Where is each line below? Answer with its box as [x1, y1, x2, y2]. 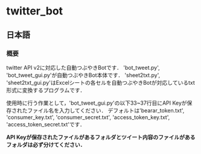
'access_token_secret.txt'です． [6, 120, 86, 128]
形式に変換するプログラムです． [6, 86, 86, 94]
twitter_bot [6, 4, 63, 18]
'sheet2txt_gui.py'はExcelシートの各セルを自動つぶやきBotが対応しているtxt [6, 79, 195, 86]
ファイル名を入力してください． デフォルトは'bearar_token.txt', [27, 106, 185, 114]
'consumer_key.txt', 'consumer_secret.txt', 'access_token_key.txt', [6, 113, 170, 121]
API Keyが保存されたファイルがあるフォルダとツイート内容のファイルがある [6, 134, 196, 141]
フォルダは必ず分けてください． [6, 141, 86, 148]
